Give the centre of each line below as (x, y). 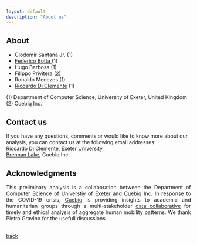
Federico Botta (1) (36, 61)
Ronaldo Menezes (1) (40, 80)
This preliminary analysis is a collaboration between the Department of (98, 187)
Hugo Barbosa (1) (35, 67)
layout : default (26, 11)
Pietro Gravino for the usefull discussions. (57, 218)
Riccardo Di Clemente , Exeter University (55, 149)
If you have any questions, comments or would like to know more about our (97, 136)
